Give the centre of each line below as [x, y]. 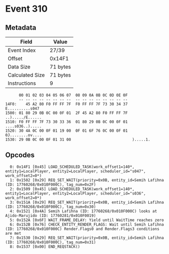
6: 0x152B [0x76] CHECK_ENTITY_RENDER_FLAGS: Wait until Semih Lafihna [87, 224]
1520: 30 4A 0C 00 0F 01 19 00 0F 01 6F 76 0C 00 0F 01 [67, 131]
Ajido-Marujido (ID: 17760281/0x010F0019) [51, 215]
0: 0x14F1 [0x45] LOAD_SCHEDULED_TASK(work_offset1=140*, [72, 167]
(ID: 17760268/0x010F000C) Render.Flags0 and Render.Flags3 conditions [82, 229]
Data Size [19, 67]
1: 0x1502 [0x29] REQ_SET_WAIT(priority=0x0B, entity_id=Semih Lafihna [87, 180]
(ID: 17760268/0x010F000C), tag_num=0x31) [51, 242]
